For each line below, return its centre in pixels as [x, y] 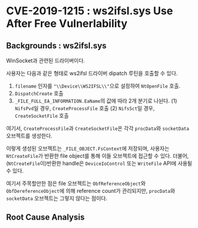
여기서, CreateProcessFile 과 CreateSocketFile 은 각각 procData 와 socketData [98, 128]
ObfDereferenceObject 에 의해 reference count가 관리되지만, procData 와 [91, 191]
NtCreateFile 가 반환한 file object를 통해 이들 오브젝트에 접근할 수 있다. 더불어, [98, 156]
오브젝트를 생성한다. [29, 136]
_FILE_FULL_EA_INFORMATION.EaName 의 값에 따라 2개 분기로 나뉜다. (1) [96, 101]
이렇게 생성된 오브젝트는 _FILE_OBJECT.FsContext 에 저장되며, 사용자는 [88, 148]
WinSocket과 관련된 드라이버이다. [45, 60]
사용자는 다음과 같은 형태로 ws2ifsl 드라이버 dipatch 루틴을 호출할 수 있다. [92, 73]
